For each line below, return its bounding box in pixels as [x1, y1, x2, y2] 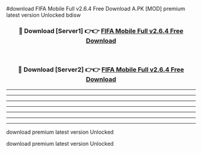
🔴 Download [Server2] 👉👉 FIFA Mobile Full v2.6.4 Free [17, 65, 185, 74]
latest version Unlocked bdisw [6, 11, 81, 19]
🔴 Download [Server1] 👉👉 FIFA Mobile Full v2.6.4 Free [18, 26, 184, 35]
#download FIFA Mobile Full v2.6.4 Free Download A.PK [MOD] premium [6, 5, 185, 12]
